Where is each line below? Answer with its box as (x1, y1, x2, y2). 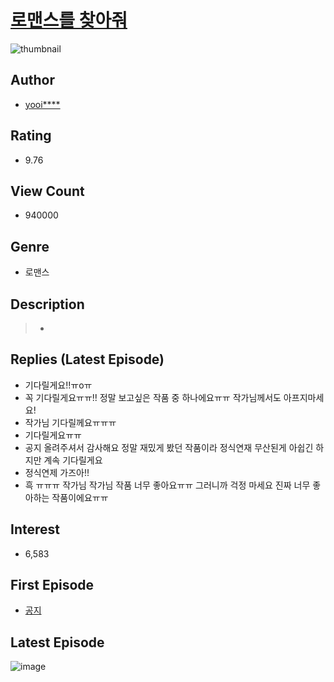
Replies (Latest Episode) (10, 351, 165, 368)
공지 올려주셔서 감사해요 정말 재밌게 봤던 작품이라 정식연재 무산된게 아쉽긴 (24, 441, 314, 453)
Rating (10, 127, 52, 145)
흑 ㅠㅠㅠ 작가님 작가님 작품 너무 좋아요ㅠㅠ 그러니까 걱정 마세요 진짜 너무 (24, 479, 311, 491)
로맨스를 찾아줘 (10, 9, 128, 32)
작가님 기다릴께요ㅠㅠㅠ (24, 416, 117, 428)
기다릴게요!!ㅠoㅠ (24, 379, 93, 391)
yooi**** (24, 98, 61, 110)
